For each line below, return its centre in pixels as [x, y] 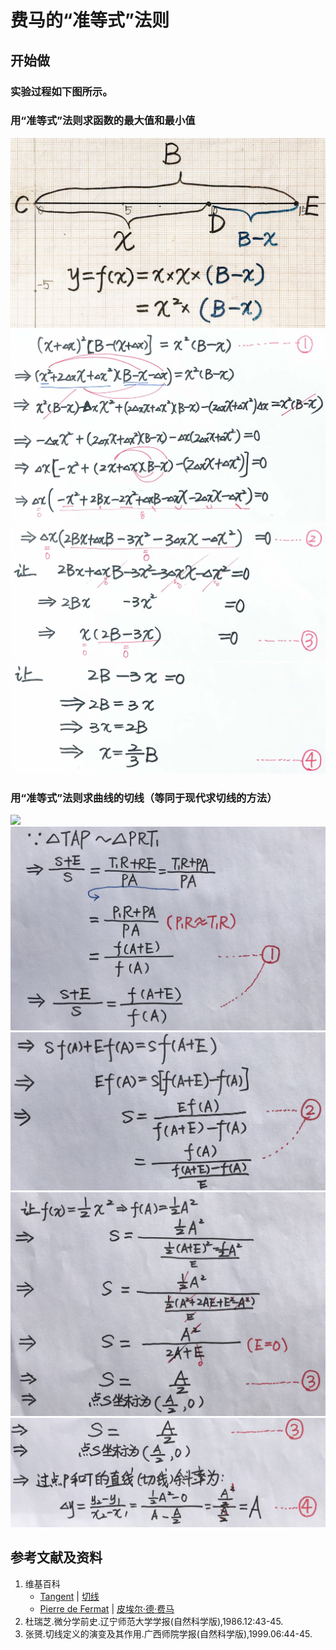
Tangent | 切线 [69, 1596]
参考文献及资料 [56, 1557]
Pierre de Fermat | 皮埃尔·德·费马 [107, 1608]
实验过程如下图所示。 [61, 91]
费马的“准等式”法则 [90, 20]
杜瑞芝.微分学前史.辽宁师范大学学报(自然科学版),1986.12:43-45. [154, 1621]
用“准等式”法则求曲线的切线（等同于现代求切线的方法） [144, 798]
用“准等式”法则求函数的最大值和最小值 [103, 121]
